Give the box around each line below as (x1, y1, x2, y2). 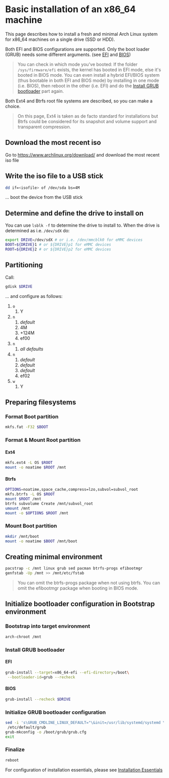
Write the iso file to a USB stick (5, 172, 104, 180)
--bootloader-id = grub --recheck (7, 675, 75, 680)
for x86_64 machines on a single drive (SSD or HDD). (5, 36, 115, 42)
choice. (5, 103, 21, 109)
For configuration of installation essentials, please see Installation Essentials (5, 766, 163, 773)
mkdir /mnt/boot (5, 534, 39, 539)
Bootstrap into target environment (5, 623, 91, 630)
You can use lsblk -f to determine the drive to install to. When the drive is (5, 222, 160, 228)
